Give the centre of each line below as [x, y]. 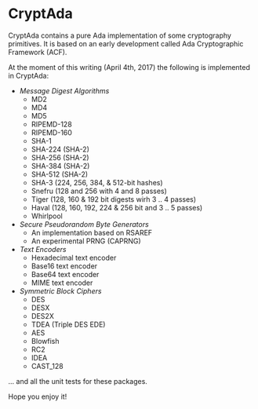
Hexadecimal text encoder [74, 257]
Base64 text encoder [65, 274]
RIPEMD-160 [52, 132]
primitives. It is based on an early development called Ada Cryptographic [126, 43]
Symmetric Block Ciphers [60, 290]
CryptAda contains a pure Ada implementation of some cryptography [120, 35]
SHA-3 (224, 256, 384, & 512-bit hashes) [97, 182]
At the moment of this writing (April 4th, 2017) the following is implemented [129, 67]
